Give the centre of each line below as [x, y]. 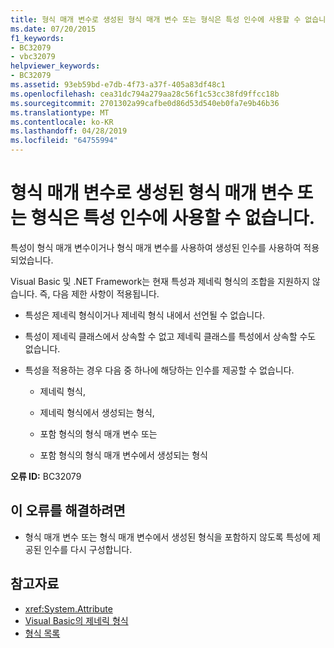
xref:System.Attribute [68, 608]
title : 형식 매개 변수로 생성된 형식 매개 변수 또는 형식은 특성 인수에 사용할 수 [156, 19]
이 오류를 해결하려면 [68, 511]
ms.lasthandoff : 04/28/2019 [69, 131]
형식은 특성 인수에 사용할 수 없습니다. [173, 218]
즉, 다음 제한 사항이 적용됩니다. [99, 293]
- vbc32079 [33, 57]
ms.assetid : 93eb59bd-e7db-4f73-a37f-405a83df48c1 [118, 85]
